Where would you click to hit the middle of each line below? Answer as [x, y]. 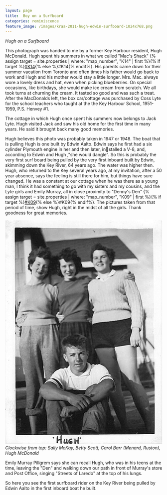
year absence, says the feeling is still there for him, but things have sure [79, 176]
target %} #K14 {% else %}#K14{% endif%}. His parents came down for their [83, 67]
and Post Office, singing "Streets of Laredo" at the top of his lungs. [74, 474]
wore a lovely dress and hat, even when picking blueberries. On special [79, 83]
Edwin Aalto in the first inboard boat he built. [51, 489]
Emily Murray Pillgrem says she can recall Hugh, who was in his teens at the [83, 463]
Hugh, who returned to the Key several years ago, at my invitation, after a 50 [83, 171]
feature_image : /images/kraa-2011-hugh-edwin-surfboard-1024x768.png [79, 26]
